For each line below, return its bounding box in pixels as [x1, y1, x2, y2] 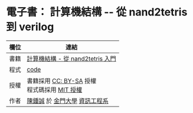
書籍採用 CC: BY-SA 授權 [27, 76, 97, 85]
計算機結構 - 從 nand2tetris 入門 [27, 54, 116, 63]
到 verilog [6, 20, 54, 34]
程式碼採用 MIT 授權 [27, 85, 83, 93]
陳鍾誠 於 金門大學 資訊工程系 [27, 96, 109, 105]
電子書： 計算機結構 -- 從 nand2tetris [6, 5, 188, 19]
